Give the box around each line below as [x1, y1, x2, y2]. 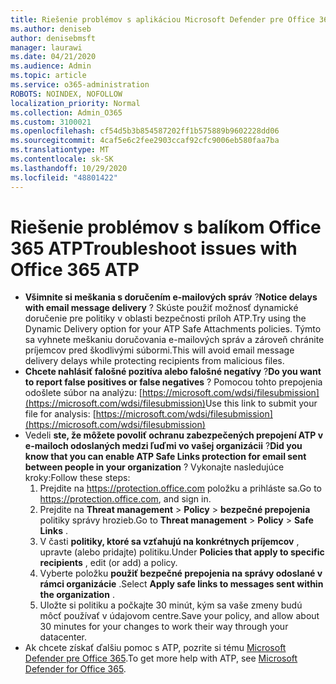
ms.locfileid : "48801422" [10, 172, 118, 183]
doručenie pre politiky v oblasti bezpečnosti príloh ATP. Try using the [24, 312, 307, 325]
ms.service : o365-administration [10, 80, 150, 90]
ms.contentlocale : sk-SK [10, 154, 114, 164]
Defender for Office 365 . [24, 663, 127, 675]
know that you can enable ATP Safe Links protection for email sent [24, 451, 307, 463]
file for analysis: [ [24, 408, 97, 420]
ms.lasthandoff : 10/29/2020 [10, 163, 128, 173]
